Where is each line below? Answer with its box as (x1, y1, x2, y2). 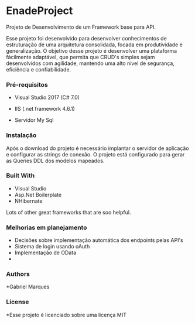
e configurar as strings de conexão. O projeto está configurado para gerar (6, 151, 185, 158)
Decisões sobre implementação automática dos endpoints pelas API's (14, 237, 183, 244)
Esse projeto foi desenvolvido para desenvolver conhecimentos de (6, 35, 167, 42)
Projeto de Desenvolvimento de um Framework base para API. (6, 23, 156, 30)
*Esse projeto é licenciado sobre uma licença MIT (6, 311, 127, 318)
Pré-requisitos (6, 80, 48, 88)
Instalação (6, 131, 37, 139)
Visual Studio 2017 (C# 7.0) (14, 94, 80, 101)
